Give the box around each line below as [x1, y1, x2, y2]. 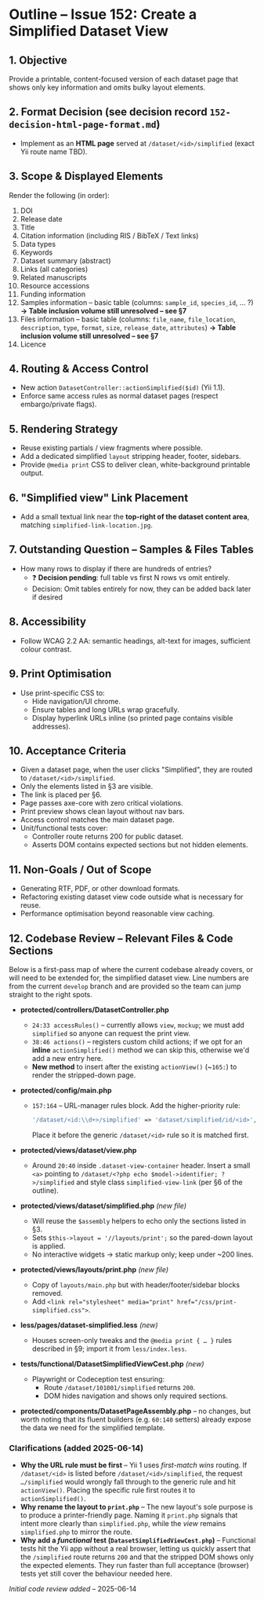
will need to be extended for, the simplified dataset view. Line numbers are [9, 973, 249, 982]
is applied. [31, 1241, 66, 1250]
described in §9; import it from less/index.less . [31, 1344, 187, 1353]
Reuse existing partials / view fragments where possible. [20, 443, 203, 453]
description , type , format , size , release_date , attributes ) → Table [20, 322, 237, 332]
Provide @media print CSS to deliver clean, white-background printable [20, 460, 251, 469]
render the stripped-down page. [31, 1070, 136, 1080]
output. [20, 468, 44, 478]
